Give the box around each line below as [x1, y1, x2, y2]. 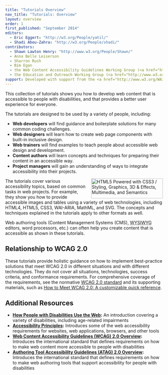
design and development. [12, 147, 65, 153]
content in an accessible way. [12, 158, 74, 164]
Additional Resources [5, 299, 73, 307]
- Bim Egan [9, 63, 32, 68]
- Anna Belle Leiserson [9, 53, 59, 59]
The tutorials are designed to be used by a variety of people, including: [5, 111, 151, 117]
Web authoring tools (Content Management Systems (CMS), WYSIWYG [5, 219, 152, 225]
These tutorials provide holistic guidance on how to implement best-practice [5, 258, 162, 264]
